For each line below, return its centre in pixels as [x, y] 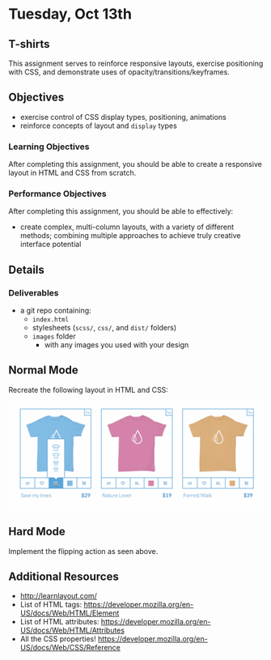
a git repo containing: [55, 311]
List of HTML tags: [51, 605]
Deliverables [34, 292]
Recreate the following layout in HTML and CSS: [88, 390]
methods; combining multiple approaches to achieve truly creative [130, 236]
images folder [54, 336]
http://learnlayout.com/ [58, 596]
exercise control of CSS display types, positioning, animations [123, 117]
